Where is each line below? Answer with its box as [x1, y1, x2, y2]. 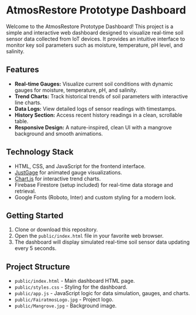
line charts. [14, 99, 42, 106]
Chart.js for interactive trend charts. [14, 175, 101, 182]
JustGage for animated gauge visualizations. [14, 169, 122, 176]
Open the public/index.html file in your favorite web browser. [14, 232, 164, 239]
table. [14, 118, 29, 125]
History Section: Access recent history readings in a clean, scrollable [14, 111, 183, 118]
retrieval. [14, 187, 36, 194]
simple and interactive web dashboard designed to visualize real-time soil [6, 29, 184, 36]
